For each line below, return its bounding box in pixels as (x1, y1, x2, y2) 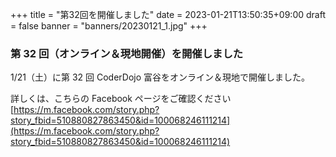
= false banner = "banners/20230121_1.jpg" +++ (10, 20, 208, 32)
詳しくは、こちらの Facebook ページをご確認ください (10, 93, 232, 105)
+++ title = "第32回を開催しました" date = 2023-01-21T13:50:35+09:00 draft (10, 9, 326, 20)
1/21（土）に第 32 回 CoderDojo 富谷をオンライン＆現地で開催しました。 (10, 71, 311, 83)
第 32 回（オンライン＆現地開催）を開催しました (10, 46, 244, 60)
